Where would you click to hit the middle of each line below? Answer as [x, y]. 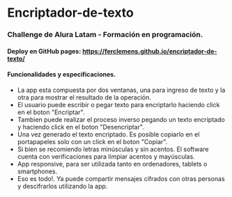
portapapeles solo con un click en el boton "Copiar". [92, 141]
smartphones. [37, 171]
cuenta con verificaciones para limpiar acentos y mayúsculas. [106, 156]
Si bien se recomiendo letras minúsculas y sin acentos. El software [113, 149]
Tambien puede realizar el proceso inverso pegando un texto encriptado [121, 119]
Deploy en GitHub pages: [44, 51]
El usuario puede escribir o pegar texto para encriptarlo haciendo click [118, 104]
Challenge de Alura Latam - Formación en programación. [105, 35]
